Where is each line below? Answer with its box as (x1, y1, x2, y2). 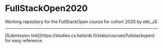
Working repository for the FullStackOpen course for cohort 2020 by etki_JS (5, 19, 158, 24)
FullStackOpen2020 (5, 3, 88, 14)
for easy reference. (5, 37, 44, 43)
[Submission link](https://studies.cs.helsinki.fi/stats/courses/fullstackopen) (5, 32, 155, 38)
